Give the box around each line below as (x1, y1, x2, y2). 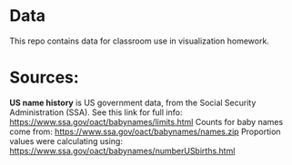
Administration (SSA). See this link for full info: (9, 106, 183, 118)
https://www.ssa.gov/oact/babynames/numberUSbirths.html (9, 145, 236, 156)
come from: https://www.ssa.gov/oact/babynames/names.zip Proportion (9, 126, 281, 137)
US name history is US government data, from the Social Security (9, 97, 257, 108)
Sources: (9, 67, 79, 88)
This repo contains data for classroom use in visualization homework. (9, 35, 270, 46)
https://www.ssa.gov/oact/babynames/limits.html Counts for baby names (9, 116, 284, 127)
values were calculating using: (9, 135, 123, 146)
